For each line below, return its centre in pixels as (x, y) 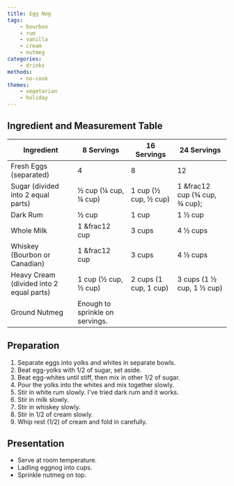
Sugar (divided (35, 186)
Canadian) (28, 263)
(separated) (30, 175)
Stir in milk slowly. (43, 399)
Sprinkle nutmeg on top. (52, 475)
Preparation (33, 346)
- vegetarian (39, 91)
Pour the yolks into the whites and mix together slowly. (96, 384)
